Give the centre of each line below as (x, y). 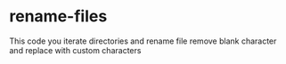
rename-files (58, 16)
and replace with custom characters (75, 50)
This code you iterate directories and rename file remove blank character (143, 41)
